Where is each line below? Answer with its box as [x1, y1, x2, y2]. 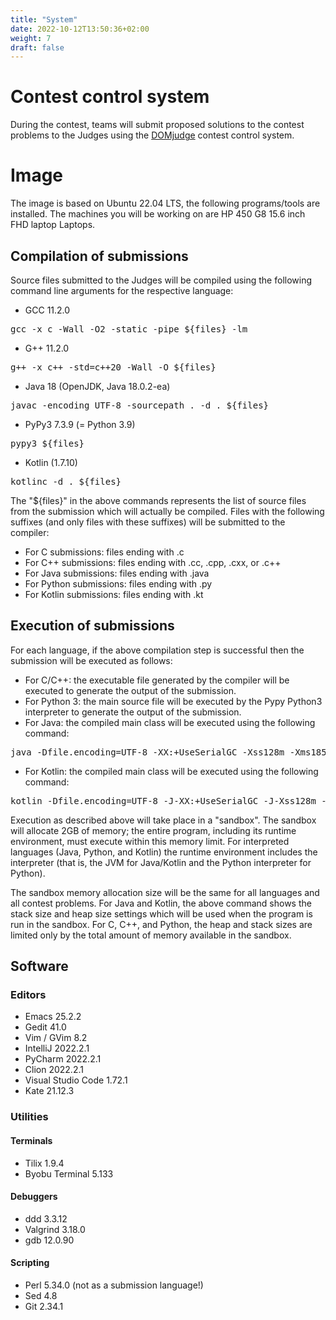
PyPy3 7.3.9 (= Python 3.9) [24, 418, 136, 430]
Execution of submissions [10, 617, 175, 635]
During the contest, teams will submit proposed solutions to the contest [10, 119, 305, 131]
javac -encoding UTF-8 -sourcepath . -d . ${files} [10, 399, 270, 411]
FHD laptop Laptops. [10, 219, 96, 231]
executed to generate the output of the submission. [24, 684, 237, 696]
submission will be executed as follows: [10, 654, 173, 666]
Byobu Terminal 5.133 [24, 1167, 114, 1180]
